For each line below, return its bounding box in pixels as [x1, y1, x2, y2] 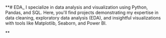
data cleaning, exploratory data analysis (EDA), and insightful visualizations [5, 15, 161, 20]
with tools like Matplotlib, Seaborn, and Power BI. [5, 20, 107, 26]
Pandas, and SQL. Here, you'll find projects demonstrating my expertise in [5, 9, 158, 15]
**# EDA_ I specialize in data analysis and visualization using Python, [5, 4, 148, 10]
